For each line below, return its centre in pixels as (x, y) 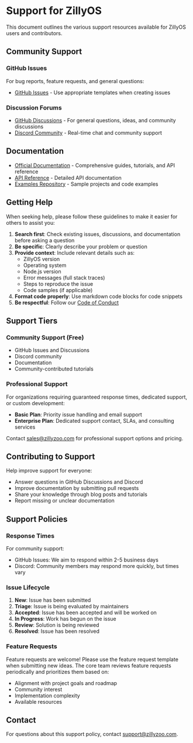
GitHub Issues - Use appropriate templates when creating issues (92, 93)
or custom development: (36, 403)
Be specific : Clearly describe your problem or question (81, 246)
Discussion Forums (34, 108)
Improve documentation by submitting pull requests (77, 488)
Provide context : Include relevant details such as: (75, 252)
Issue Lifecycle (28, 587)
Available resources (38, 701)
